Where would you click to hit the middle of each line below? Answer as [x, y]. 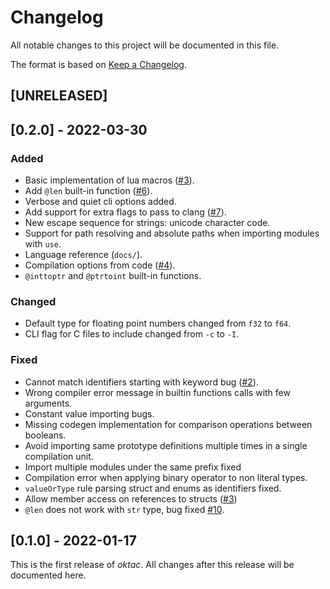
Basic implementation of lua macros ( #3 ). [109, 180]
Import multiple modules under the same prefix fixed [133, 467]
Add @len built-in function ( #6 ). [88, 191]
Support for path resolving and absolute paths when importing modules [172, 233]
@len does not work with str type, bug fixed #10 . [124, 509]
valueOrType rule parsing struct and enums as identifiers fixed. [153, 488]
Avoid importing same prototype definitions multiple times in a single [166, 445]
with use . [43, 244]
